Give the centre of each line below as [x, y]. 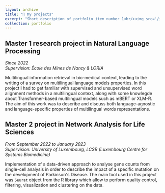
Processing [23, 51]
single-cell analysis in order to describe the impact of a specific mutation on [82, 169]
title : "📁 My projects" [29, 14]
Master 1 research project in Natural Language [77, 43]
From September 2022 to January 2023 [45, 144]
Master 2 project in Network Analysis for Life [75, 124]
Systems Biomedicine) [28, 154]
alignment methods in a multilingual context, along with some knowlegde [79, 94]
